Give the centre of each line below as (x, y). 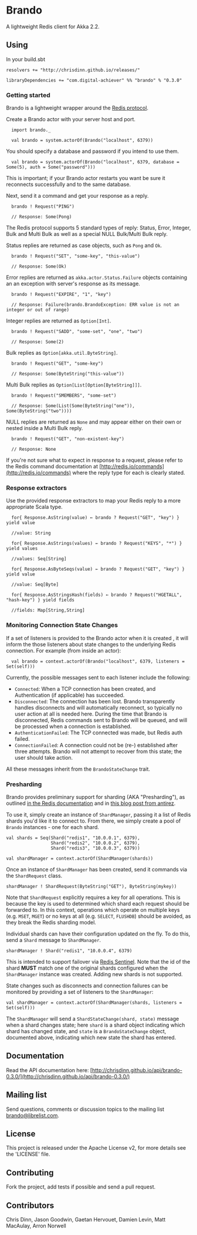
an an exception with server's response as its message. (73, 284)
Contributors (30, 1205)
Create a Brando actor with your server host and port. (71, 119)
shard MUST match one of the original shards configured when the (87, 968)
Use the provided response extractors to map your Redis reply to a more (93, 501)
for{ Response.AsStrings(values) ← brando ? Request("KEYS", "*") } (97, 544)
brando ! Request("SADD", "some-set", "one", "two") (77, 332)
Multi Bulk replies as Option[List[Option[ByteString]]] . (74, 385)
